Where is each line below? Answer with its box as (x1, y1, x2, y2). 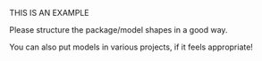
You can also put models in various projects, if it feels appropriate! (9, 42, 253, 52)
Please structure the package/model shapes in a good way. (9, 25, 228, 34)
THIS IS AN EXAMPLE (9, 8, 89, 18)
